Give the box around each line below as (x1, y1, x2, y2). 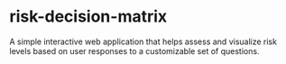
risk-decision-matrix (9, 6, 168, 27)
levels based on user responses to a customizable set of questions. (9, 45, 260, 56)
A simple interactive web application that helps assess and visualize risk (9, 36, 278, 47)
